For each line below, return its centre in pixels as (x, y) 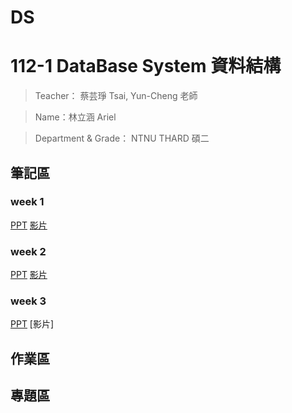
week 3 (28, 301)
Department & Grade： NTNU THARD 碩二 (122, 138)
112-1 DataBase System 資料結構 (146, 66)
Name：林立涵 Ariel (75, 117)
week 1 (27, 202)
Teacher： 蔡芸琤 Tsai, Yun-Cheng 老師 (116, 96)
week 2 (28, 251)
